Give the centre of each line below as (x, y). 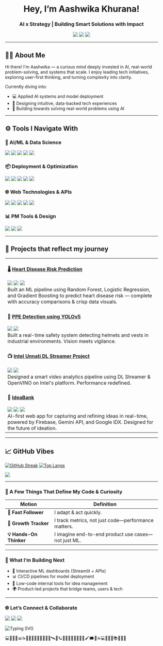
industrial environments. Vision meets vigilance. (62, 341)
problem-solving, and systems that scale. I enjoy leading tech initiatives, (77, 72)
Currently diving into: (26, 87)
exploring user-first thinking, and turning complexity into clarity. (69, 77)
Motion (29, 504)
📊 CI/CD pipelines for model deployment (53, 576)
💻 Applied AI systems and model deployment (57, 96)
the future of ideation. (32, 428)
